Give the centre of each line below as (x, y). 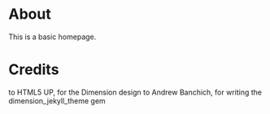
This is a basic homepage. (52, 37)
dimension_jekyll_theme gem (57, 101)
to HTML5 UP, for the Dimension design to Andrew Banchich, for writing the (135, 92)
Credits (34, 70)
